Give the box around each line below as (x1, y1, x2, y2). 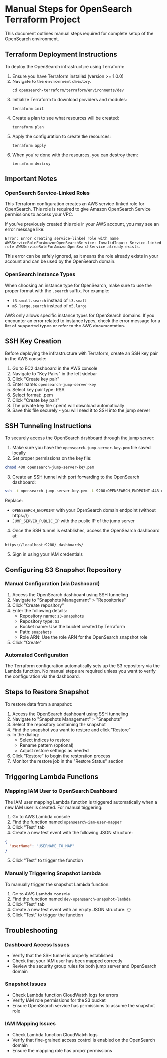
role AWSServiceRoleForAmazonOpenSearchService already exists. (5, 244, 141, 249)
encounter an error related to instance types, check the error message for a (5, 317, 160, 324)
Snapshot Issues (5, 980, 46, 987)
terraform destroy (12, 161, 51, 166)
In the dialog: (12, 732, 39, 737)
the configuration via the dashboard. (5, 673, 80, 679)
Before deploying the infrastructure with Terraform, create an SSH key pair (5, 350, 158, 356)
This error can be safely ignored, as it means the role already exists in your (5, 253, 159, 259)
